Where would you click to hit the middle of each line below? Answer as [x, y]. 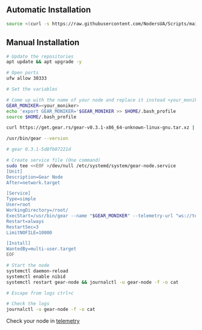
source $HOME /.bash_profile [41, 117]
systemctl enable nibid [36, 277]
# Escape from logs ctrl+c [40, 293]
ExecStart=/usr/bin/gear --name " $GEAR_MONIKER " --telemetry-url [90, 216]
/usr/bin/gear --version [37, 139]
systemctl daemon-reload [37, 271]
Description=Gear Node [35, 177]
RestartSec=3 [23, 227]
